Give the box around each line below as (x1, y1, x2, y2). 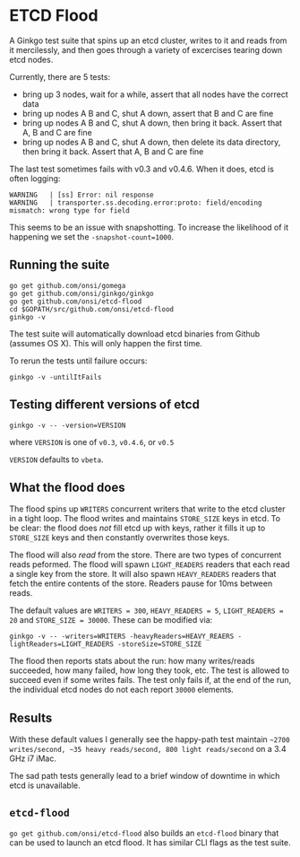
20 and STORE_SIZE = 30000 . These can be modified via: (9, 615, 213, 625)
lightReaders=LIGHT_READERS (9, 640, 115, 649)
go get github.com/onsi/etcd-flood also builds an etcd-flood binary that (9, 827, 279, 838)
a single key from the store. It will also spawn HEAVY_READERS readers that (9, 569, 277, 580)
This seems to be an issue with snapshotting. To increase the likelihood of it (9, 222, 289, 232)
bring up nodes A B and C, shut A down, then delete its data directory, (21, 136, 281, 147)
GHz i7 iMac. (9, 753, 56, 764)
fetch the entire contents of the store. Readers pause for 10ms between (9, 578, 273, 589)
